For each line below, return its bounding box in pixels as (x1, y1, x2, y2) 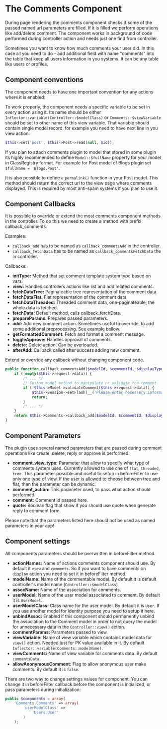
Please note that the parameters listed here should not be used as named (5, 517, 156, 523)
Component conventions (5, 75, 83, 84)
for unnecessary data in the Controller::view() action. (12, 624, 126, 630)
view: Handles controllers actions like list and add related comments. (12, 283, 154, 290)
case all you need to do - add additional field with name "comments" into (5, 50, 155, 56)
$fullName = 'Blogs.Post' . (5, 165, 60, 171)
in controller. (12, 253, 38, 260)
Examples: (5, 233, 26, 239)
